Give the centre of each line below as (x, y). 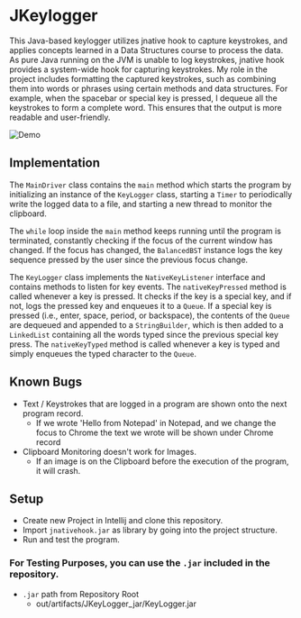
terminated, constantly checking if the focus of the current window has (141, 241)
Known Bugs (46, 382)
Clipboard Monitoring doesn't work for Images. (109, 451)
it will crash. (58, 470)
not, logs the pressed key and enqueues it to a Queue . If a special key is (141, 305)
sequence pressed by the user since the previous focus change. (129, 259)
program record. (53, 413)
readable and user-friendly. (60, 117)
